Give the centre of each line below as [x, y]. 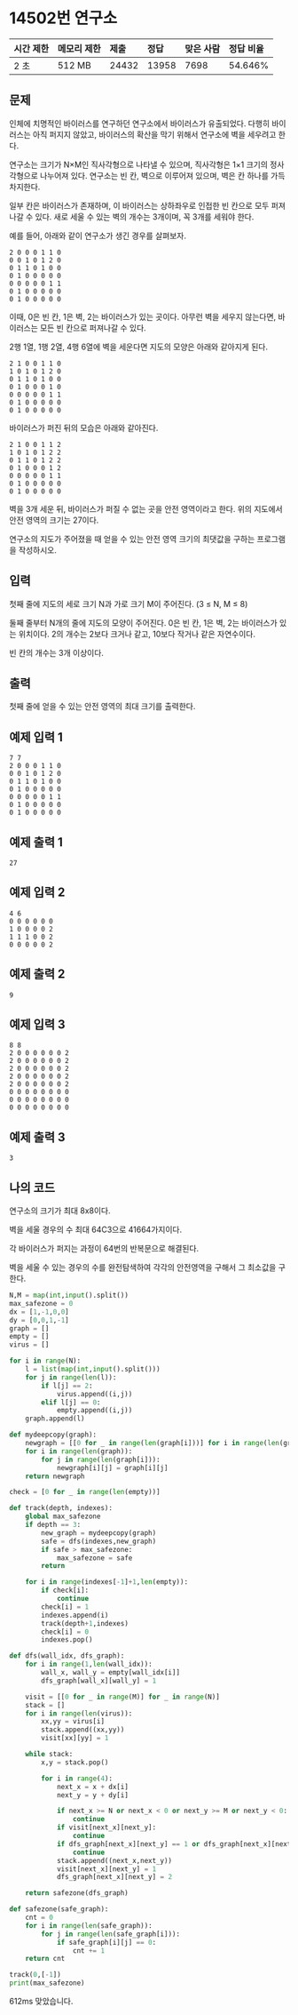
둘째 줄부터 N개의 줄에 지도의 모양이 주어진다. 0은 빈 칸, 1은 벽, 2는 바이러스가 [143, 622]
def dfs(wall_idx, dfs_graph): [67, 1656]
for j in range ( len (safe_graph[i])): [110, 1934]
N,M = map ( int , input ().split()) [69, 1295]
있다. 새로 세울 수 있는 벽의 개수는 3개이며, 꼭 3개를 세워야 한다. [145, 216]
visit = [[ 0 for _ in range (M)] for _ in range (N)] [122, 1697]
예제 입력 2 [37, 893]
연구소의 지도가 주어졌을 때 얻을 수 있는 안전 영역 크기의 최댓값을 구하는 [132, 539]
